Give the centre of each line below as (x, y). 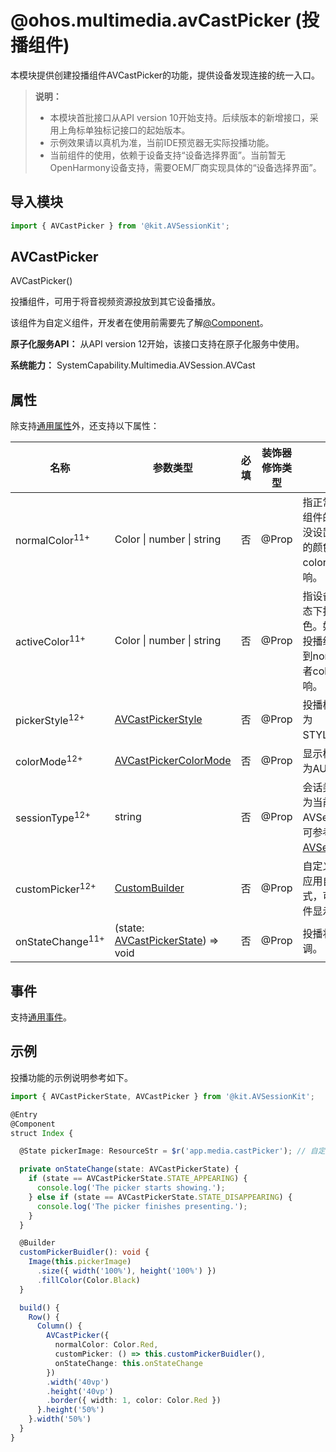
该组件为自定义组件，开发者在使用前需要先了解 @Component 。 (139, 323)
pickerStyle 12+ (50, 719)
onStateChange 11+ (60, 940)
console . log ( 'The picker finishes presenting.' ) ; (142, 1206)
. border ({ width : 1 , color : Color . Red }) (134, 1401)
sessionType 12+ (53, 817)
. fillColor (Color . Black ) (88, 1280)
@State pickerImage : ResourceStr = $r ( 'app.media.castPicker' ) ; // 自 (168, 1151)
